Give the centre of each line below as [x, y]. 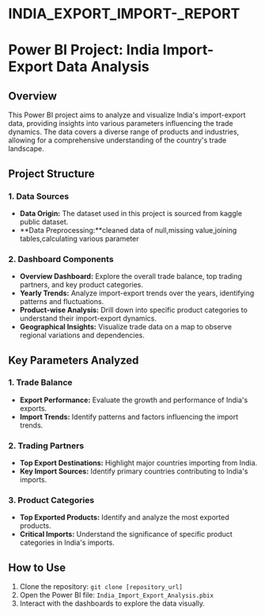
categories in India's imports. [67, 542]
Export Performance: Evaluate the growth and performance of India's [134, 400]
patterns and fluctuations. [62, 302]
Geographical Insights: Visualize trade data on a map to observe [125, 327]
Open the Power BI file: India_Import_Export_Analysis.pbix [117, 595]
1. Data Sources [39, 196]
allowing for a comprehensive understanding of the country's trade [117, 140]
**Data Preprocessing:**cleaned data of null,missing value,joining [128, 230]
